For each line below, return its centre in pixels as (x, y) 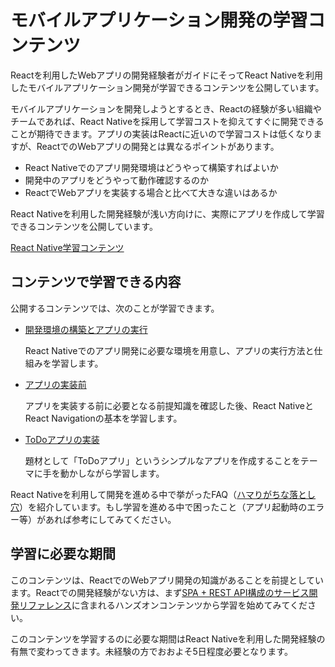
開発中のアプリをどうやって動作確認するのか (117, 180)
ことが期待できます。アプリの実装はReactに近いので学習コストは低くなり (162, 133)
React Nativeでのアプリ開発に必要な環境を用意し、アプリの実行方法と (169, 350)
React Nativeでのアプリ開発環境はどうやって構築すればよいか (151, 167)
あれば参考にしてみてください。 (110, 519)
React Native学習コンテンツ (67, 247)
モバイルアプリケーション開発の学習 (159, 20)
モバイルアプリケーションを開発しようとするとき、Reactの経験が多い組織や (166, 108)
